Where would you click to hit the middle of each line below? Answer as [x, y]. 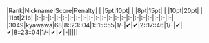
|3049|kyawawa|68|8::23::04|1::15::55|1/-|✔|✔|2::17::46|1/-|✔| [94, 25]
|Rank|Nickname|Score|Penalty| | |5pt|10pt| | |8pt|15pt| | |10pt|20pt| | [104, 11]
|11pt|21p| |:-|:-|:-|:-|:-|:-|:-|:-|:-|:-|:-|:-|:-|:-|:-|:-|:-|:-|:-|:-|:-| [90, 18]
